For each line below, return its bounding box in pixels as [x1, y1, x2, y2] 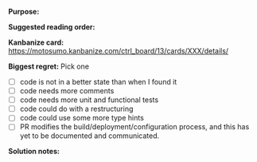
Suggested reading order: [8, 22, 95, 31]
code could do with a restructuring [19, 104, 134, 114]
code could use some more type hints [19, 113, 145, 123]
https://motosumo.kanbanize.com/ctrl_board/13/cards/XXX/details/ [8, 46, 229, 55]
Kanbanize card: [8, 38, 64, 47]
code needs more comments [19, 86, 115, 96]
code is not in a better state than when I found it [19, 77, 177, 86]
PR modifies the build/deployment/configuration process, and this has [19, 122, 250, 132]
